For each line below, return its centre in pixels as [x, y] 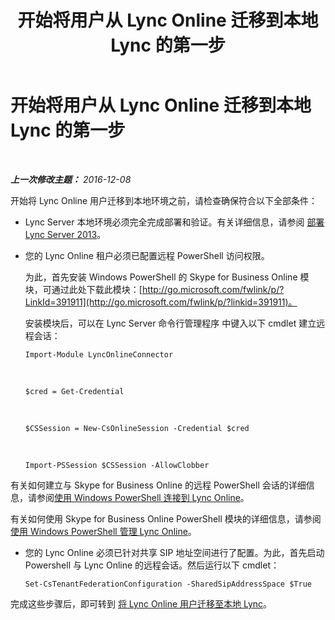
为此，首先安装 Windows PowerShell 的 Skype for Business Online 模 [167, 277]
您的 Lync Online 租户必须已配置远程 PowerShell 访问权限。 [147, 255]
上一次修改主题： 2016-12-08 [71, 179]
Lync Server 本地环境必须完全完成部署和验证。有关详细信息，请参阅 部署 [174, 222]
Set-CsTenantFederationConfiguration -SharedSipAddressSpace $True [168, 584]
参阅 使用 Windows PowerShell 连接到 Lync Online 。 [143, 497]
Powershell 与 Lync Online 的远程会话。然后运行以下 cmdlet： [152, 565]
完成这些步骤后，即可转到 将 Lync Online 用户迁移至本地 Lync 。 [141, 603]
